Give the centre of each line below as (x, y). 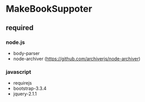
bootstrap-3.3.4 (30, 88)
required (20, 28)
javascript (19, 72)
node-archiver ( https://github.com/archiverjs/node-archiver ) (77, 59)
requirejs (22, 83)
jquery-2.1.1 (25, 94)
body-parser (26, 53)
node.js (15, 42)
